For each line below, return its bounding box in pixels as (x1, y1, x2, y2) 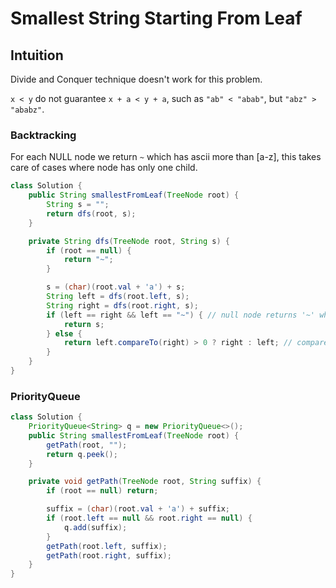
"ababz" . (10, 103, 45, 115)
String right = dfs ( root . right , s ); (46, 300, 199, 311)
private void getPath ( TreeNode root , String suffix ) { (28, 477, 262, 487)
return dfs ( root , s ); (46, 208, 137, 219)
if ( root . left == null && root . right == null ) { (46, 513, 253, 524)
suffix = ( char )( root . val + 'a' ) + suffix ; (46, 504, 230, 514)
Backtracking (10, 128, 77, 142)
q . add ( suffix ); (63, 522, 128, 532)
